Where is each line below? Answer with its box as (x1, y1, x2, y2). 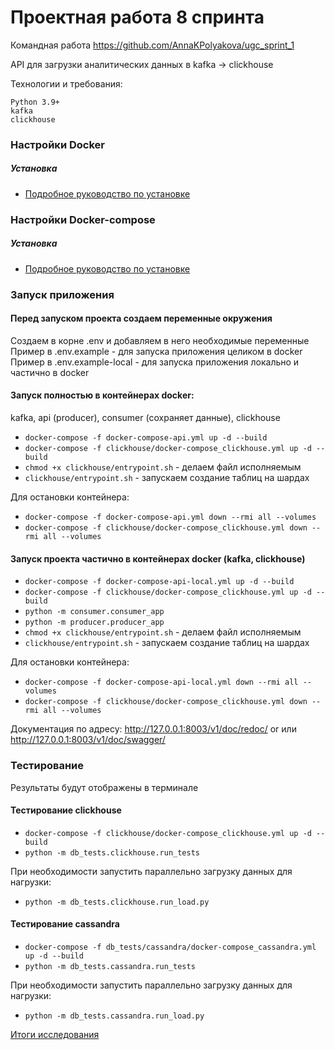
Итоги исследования (10, 1028, 100, 1040)
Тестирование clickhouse (10, 804, 122, 816)
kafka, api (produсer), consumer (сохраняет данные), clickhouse (10, 412, 281, 424)
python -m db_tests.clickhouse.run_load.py (24, 897, 210, 907)
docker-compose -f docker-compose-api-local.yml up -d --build (24, 577, 295, 587)
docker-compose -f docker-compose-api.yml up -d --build (24, 433, 268, 443)
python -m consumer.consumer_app (24, 607, 165, 617)
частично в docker (10, 366, 90, 378)
